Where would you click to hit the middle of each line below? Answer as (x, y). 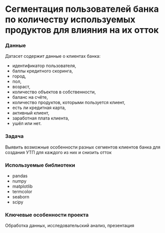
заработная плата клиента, (41, 118)
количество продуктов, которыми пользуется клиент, (69, 103)
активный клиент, (31, 113)
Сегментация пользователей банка (82, 9)
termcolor (22, 192)
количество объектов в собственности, (54, 92)
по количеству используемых (70, 19)
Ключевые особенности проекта (47, 215)
